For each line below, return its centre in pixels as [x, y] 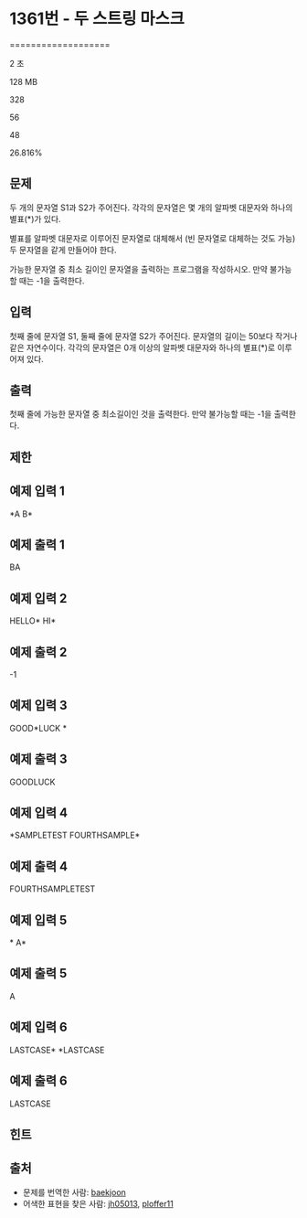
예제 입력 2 [38, 598]
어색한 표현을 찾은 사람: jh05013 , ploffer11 [98, 1203]
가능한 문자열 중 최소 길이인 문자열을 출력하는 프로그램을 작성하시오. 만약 [138, 269]
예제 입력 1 [37, 491]
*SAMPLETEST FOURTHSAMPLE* [75, 835]
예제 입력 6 [38, 1027]
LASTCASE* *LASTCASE [57, 1050]
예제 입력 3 [38, 705]
